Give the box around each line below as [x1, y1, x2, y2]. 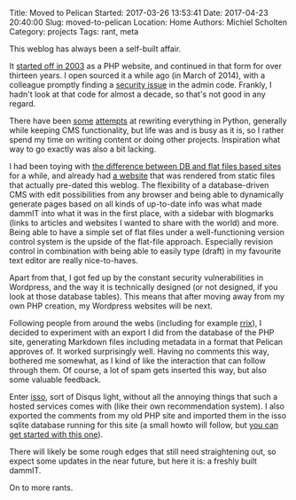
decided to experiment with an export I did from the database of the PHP [9, 327, 275, 338]
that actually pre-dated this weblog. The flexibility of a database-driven [9, 180, 269, 190]
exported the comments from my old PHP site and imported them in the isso [9, 410, 286, 420]
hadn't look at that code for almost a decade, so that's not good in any [9, 89, 266, 99]
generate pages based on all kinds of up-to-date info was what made [9, 199, 263, 209]
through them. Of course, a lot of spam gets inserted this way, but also [9, 365, 268, 375]
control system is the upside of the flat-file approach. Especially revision [9, 237, 273, 246]
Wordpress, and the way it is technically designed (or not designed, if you [9, 282, 278, 292]
